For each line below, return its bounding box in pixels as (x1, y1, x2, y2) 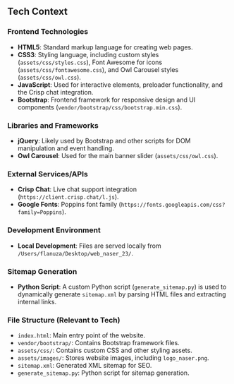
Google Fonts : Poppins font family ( (17, 200, 121, 209)
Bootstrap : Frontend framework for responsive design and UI (17, 95, 196, 104)
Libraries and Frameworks (7, 120, 99, 130)
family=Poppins (17, 209, 63, 216)
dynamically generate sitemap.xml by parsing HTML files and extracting (17, 289, 227, 299)
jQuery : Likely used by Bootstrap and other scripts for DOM (17, 136, 192, 145)
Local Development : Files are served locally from (17, 241, 161, 250)
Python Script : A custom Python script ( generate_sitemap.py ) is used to (17, 282, 227, 291)
